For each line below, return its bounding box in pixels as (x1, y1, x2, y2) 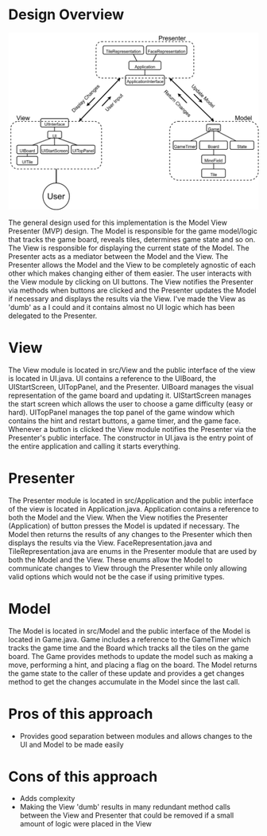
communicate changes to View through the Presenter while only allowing (8, 563, 248, 573)
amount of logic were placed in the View (19, 819, 153, 829)
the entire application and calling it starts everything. (8, 441, 180, 451)
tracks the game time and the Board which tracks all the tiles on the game (8, 643, 250, 653)
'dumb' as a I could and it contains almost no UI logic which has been (8, 302, 235, 312)
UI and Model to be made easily (19, 740, 125, 749)
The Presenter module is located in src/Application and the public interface (8, 496, 254, 505)
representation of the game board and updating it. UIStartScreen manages (8, 391, 252, 400)
